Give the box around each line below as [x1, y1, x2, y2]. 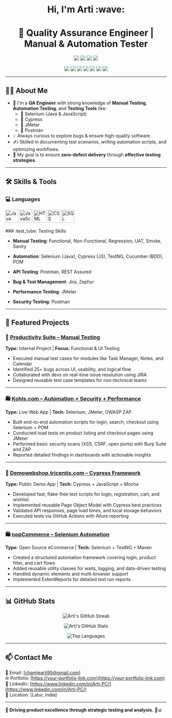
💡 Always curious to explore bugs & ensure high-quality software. [12, 132, 152, 138]
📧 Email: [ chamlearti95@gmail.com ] [5, 669, 81, 675]
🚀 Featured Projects [5, 318, 70, 327]
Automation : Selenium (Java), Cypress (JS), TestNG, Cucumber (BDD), [12, 253, 164, 259]
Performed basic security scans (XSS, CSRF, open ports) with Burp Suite [12, 441, 166, 447]
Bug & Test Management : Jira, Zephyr [12, 278, 94, 285]
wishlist [12, 496, 29, 502]
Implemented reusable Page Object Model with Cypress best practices [12, 502, 162, 508]
